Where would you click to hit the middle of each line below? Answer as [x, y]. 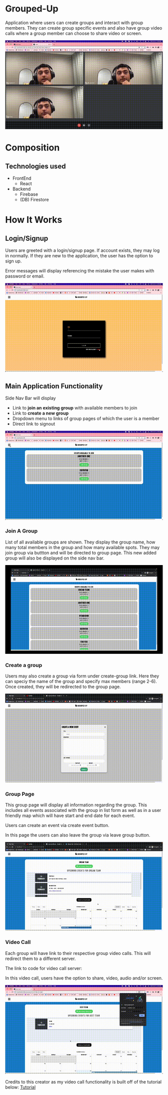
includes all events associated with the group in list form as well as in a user [83, 810]
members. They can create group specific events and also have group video [84, 28]
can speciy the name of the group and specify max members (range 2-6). [81, 681]
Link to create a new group [40, 413]
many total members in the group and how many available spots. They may [82, 547]
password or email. [25, 276]
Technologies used [35, 166]
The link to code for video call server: [44, 968]
